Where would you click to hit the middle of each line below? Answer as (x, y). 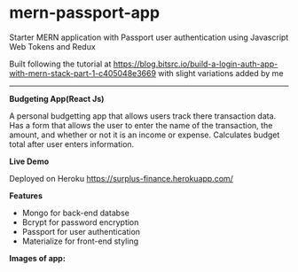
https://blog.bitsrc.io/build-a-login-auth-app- (196, 64)
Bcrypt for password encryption (80, 222)
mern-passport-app (85, 13)
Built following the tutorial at (60, 64)
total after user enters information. (72, 144)
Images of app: (38, 258)
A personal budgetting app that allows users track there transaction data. (143, 116)
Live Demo (29, 161)
